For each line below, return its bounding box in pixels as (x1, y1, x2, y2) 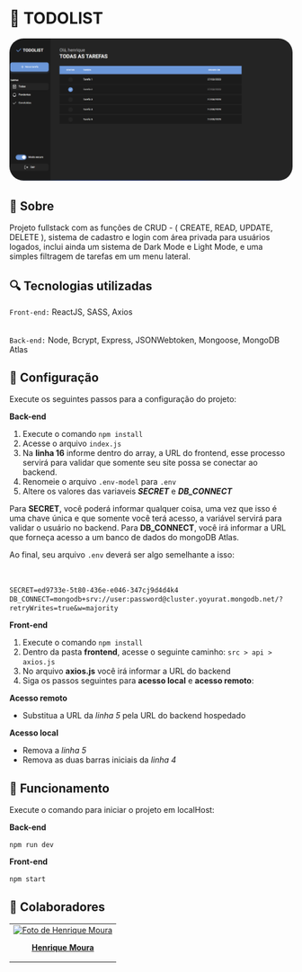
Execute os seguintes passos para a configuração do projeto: (9, 394, 236, 405)
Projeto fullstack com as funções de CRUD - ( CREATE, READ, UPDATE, (9, 222, 273, 233)
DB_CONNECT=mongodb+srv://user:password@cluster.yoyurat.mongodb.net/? (9, 595, 283, 604)
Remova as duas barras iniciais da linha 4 (22, 754, 177, 765)
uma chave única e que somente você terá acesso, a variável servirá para (9, 513, 282, 524)
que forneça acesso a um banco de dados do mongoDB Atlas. (9, 532, 240, 543)
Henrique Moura (31, 941, 94, 952)
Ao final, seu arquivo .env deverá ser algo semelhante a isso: (9, 549, 235, 560)
